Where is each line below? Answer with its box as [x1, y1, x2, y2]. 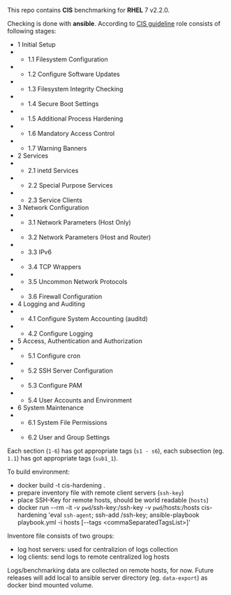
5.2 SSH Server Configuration [27, 366, 114, 375]
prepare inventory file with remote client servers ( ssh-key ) [17, 488, 184, 497]
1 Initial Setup [17, 40, 56, 48]
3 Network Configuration [17, 204, 89, 211]
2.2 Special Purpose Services [27, 181, 113, 189]
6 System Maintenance [17, 404, 84, 412]
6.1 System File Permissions [27, 419, 107, 426]
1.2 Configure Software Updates [27, 70, 121, 78]
